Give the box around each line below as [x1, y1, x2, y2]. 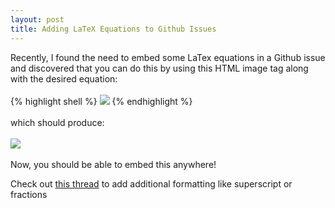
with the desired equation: [10, 72, 118, 85]
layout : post [10, 14, 65, 25]
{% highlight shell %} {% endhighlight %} [10, 95, 193, 107]
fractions [10, 188, 48, 200]
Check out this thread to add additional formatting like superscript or [10, 177, 293, 190]
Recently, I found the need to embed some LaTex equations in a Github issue [10, 51, 326, 63]
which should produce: [10, 116, 105, 128]
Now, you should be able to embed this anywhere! [10, 158, 217, 170]
